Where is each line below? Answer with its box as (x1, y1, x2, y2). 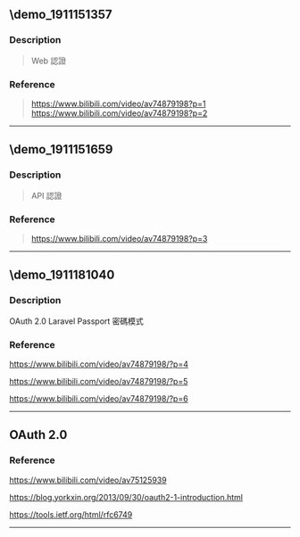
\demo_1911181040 (9, 268, 115, 283)
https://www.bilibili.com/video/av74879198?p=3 (30, 233, 208, 244)
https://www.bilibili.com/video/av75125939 (9, 475, 167, 485)
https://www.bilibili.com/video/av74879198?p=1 (30, 98, 206, 109)
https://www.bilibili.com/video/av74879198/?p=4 (9, 359, 189, 369)
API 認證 (30, 190, 62, 201)
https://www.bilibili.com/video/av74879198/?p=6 (9, 392, 189, 404)
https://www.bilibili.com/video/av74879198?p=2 (30, 107, 208, 119)
